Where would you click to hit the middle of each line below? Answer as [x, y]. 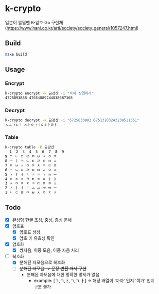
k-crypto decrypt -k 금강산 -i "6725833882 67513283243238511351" [72, 120]
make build [16, 54]
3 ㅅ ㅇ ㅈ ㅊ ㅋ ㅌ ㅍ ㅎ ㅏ [31, 183]
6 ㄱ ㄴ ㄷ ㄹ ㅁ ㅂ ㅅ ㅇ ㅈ [31, 170]
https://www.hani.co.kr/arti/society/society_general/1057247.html [72, 28]
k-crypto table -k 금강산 [30, 147]
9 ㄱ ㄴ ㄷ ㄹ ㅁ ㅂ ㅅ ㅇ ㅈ [31, 156]
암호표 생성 [30, 232]
